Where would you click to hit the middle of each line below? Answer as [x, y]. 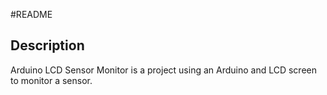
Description [47, 45]
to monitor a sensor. [51, 80]
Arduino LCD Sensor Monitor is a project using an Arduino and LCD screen [163, 70]
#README [31, 14]
